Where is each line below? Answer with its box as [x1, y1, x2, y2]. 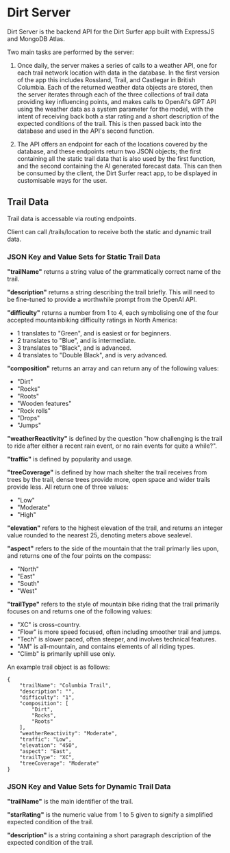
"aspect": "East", [19, 748, 72, 755]
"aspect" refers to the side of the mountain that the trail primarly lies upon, [7, 544, 219, 552]
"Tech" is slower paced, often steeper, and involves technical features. [16, 635, 217, 644]
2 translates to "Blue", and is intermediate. [16, 337, 136, 345]
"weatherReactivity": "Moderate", [19, 730, 118, 737]
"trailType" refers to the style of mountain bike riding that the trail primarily [7, 600, 220, 609]
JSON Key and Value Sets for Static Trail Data [7, 252, 161, 262]
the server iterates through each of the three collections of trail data [16, 90, 209, 99]
